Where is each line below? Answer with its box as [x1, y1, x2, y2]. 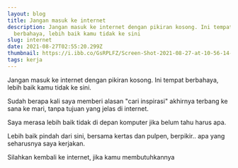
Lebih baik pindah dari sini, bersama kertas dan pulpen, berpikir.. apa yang [7, 131, 225, 140]
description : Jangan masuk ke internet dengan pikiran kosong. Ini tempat [7, 23, 233, 30]
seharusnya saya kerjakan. [7, 139, 86, 148]
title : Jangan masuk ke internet [7, 17, 106, 24]
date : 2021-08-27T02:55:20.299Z [7, 43, 103, 50]
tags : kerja [7, 56, 42, 64]
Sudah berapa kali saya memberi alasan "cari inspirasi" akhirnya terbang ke [7, 97, 228, 105]
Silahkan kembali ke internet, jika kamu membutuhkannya [7, 152, 175, 161]
